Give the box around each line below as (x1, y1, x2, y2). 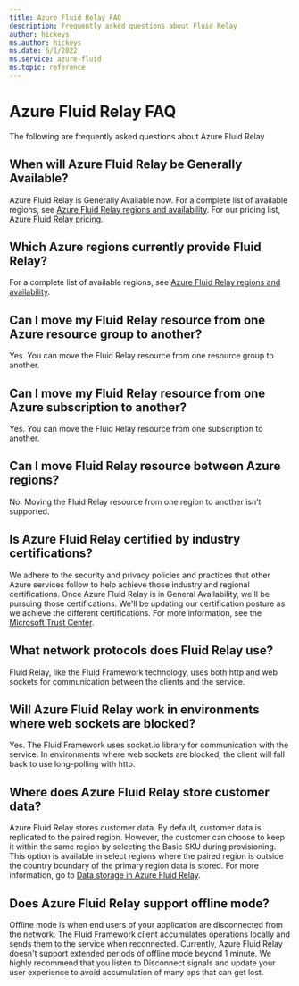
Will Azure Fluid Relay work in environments (9, 702, 261, 717)
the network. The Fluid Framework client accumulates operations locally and (9, 929, 290, 940)
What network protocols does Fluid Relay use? (9, 643, 274, 658)
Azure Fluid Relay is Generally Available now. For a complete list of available (9, 194, 288, 206)
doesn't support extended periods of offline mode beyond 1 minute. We (9, 948, 272, 958)
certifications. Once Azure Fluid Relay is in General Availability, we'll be (9, 588, 270, 599)
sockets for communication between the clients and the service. (9, 676, 245, 687)
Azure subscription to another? (9, 400, 187, 415)
